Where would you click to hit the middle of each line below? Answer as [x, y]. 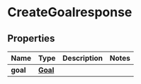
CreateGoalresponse [70, 12]
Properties [31, 38]
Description [83, 58]
